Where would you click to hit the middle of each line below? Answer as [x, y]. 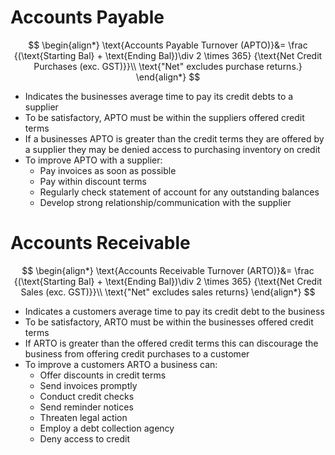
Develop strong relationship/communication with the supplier [165, 202]
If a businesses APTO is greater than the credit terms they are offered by [174, 138]
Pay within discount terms [93, 181]
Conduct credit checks [87, 396]
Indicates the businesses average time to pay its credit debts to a [159, 96]
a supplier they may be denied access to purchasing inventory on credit [172, 149]
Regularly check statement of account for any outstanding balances [179, 192]
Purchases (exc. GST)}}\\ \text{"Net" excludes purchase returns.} [168, 66]
